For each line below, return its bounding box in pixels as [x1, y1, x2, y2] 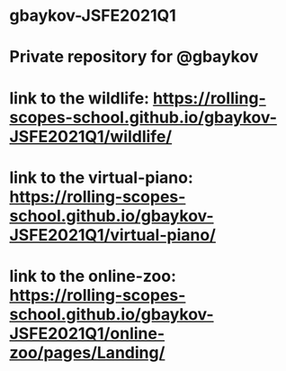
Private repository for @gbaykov [9, 47, 259, 68]
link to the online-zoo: [9, 266, 177, 286]
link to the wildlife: [9, 87, 150, 108]
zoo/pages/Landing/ [9, 342, 165, 363]
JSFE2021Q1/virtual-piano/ [9, 224, 216, 245]
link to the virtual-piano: [9, 167, 193, 187]
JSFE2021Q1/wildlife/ [9, 126, 173, 147]
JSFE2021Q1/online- [9, 323, 165, 343]
